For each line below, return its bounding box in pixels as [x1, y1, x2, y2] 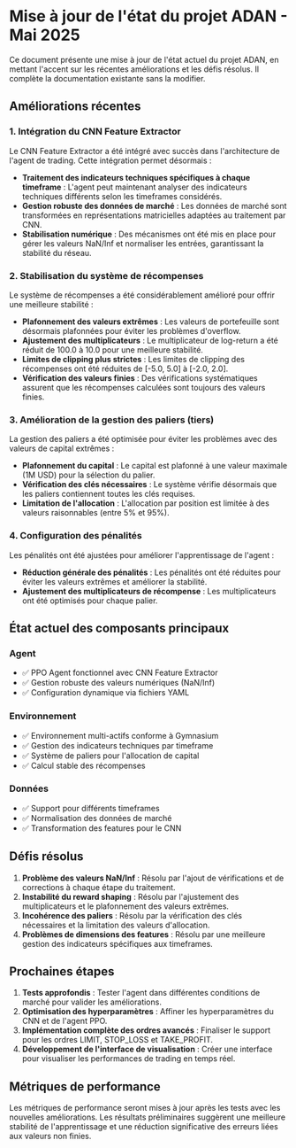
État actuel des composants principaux [9, 620, 230, 635]
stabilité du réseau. [21, 247, 92, 258]
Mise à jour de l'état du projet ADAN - [9, 6, 288, 27]
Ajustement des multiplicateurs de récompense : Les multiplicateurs [21, 586, 277, 596]
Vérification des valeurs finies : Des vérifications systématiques [21, 372, 258, 383]
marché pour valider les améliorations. [21, 997, 162, 1007]
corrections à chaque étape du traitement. [21, 881, 176, 892]
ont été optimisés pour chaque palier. [21, 595, 158, 606]
